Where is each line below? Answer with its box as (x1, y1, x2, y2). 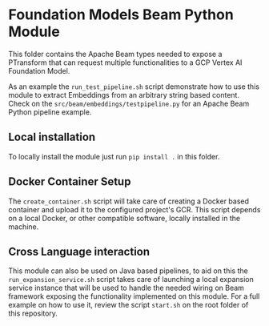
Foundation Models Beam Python (8, 6, 234, 24)
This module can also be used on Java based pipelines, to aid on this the (8, 266, 248, 276)
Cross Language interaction (8, 244, 151, 258)
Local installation (8, 131, 96, 144)
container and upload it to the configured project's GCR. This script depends (8, 204, 261, 214)
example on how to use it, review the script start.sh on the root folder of (8, 300, 249, 310)
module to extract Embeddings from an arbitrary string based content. (8, 90, 240, 99)
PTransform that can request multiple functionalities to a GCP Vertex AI (8, 58, 243, 67)
